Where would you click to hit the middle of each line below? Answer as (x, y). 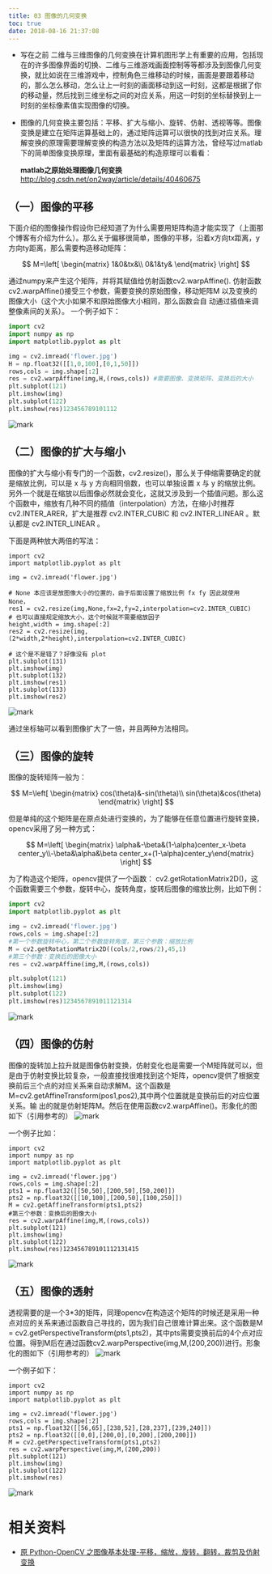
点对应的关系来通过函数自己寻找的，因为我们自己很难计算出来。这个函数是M (136, 1322)
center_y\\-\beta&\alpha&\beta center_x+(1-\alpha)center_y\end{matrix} (136, 854)
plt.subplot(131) (38, 661)
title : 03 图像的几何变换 (48, 16)
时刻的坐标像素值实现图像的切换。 (77, 105)
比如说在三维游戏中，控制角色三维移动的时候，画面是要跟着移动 (148, 75)
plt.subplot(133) (38, 689)
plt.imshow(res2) (38, 697)
